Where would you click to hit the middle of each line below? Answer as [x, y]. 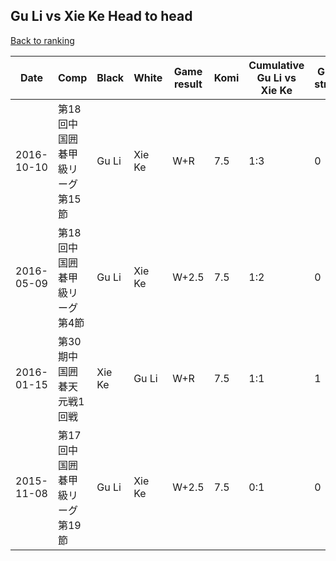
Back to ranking [42, 40]
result [188, 84]
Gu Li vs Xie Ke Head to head [101, 16]
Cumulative [276, 65]
